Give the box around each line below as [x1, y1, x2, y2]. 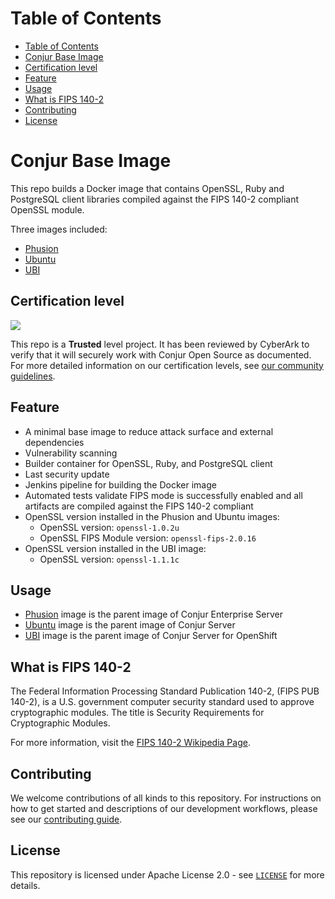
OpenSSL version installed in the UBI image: [24, 542, 207, 554]
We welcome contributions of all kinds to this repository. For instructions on [10, 792, 322, 804]
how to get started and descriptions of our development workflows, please [10, 802, 318, 814]
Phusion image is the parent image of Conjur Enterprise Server [24, 608, 283, 621]
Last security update [24, 468, 110, 480]
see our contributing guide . [10, 813, 123, 825]
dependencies [24, 436, 85, 448]
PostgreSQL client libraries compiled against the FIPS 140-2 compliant [10, 193, 300, 205]
